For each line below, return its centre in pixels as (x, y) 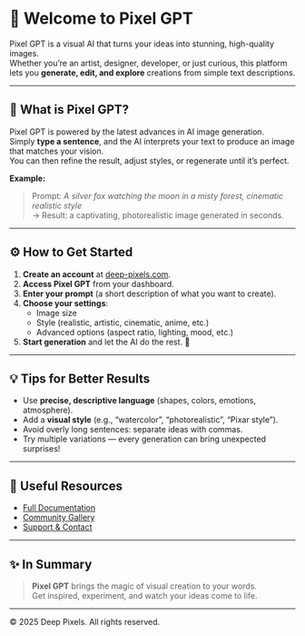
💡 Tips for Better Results (80, 378)
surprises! (41, 449)
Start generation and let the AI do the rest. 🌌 (106, 342)
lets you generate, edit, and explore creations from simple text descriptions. (152, 73)
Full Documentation (59, 508)
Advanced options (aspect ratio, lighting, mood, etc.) (135, 332)
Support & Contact (57, 527)
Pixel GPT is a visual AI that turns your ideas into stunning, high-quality (142, 44)
